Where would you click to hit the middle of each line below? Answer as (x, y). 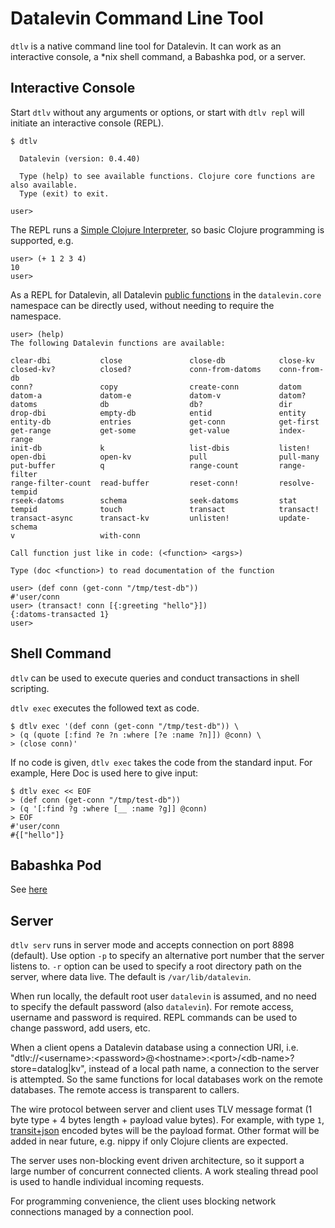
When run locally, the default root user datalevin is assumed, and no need (163, 996)
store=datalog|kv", (48, 1069)
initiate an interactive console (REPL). (87, 123)
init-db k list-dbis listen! (160, 448)
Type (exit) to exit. (64, 193)
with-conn (120, 535)
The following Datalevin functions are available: (118, 343)
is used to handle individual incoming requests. (107, 1182)
